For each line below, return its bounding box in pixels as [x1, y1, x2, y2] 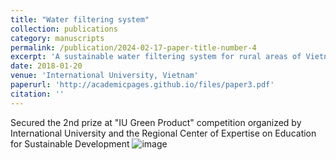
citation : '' [10, 89, 65, 99]
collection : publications [10, 24, 118, 34]
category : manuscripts [10, 33, 105, 43]
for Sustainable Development [10, 137, 130, 150]
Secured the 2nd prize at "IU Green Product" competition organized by [10, 116, 302, 128]
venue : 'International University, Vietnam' [10, 71, 199, 81]
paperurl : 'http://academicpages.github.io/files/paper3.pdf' [10, 80, 275, 90]
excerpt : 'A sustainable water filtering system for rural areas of [10, 52, 302, 62]
